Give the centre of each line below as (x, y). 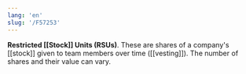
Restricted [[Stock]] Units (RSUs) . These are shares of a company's (118, 44)
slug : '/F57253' (34, 23)
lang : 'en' (25, 15)
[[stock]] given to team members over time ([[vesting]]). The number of (123, 53)
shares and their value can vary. (59, 61)
